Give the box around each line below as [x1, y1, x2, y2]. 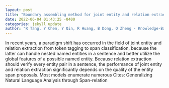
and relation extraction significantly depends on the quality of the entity [5, 66, 153, 73]
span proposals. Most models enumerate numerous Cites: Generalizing [5, 72, 152, 78]
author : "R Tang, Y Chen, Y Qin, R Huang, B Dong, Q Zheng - [5, 26, 136, 31]
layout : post [5, 7, 33, 13]
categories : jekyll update [5, 21, 62, 27]
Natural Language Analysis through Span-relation [5, 77, 108, 83]
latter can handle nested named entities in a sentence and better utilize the [5, 51, 160, 57]
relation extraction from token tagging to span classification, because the [5, 45, 157, 51]
